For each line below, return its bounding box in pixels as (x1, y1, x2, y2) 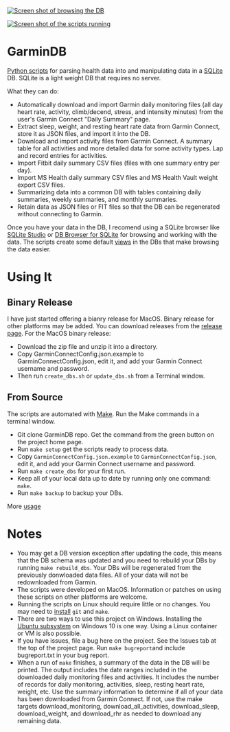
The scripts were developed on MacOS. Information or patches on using (16, 585, 222, 593)
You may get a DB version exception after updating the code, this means (16, 549, 222, 557)
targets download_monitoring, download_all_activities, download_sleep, (16, 702, 220, 710)
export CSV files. (16, 181, 65, 189)
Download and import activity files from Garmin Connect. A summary (16, 137, 213, 145)
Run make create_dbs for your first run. (16, 467, 126, 475)
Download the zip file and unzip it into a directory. (16, 342, 158, 350)
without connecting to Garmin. (16, 209, 104, 218)
